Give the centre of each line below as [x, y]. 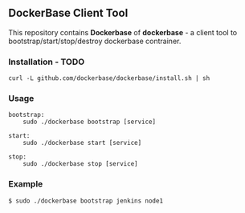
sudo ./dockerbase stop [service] [80, 164]
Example [26, 184]
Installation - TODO [47, 62]
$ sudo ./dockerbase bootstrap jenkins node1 [86, 201]
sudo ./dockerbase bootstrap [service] [90, 122]
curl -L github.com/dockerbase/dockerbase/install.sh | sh [109, 78]
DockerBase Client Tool [68, 13]
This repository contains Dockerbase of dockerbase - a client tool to [123, 32]
